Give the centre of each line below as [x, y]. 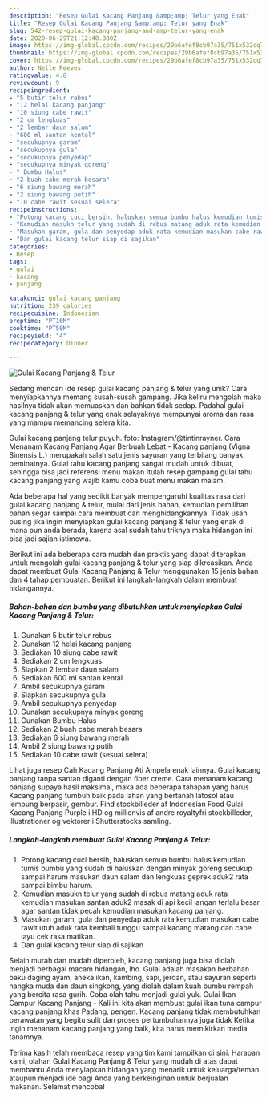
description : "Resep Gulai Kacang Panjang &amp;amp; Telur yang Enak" [129, 16]
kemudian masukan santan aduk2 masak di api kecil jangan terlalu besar [140, 902]
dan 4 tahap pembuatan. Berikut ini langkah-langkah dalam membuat [123, 580]
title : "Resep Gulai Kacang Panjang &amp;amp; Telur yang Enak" [119, 23]
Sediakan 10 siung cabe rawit [69, 652]
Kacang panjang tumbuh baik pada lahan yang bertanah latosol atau [122, 796]
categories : [29, 247]
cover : [20, 61]
